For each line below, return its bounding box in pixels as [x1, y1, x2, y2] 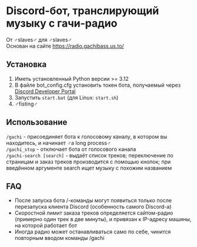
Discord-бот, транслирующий [6, 4, 159, 18]
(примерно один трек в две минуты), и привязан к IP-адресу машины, [14, 216, 192, 223]
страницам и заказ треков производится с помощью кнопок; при [6, 158, 171, 165]
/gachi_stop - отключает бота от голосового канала [6, 146, 136, 153]
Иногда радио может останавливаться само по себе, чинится [14, 228, 171, 235]
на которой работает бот [14, 222, 78, 229]
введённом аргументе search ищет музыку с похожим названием [6, 164, 172, 172]
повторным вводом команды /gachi [14, 235, 105, 242]
